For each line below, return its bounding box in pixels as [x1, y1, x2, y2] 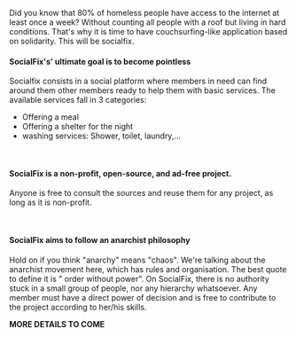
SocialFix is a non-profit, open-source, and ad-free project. [9, 168, 232, 178]
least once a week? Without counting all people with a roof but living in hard [9, 17, 286, 27]
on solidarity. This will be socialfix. [9, 35, 135, 46]
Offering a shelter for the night [21, 121, 134, 132]
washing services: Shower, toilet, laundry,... [21, 130, 182, 141]
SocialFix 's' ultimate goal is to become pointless [9, 56, 191, 67]
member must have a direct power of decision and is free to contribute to [9, 292, 277, 302]
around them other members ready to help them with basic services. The [9, 85, 277, 96]
